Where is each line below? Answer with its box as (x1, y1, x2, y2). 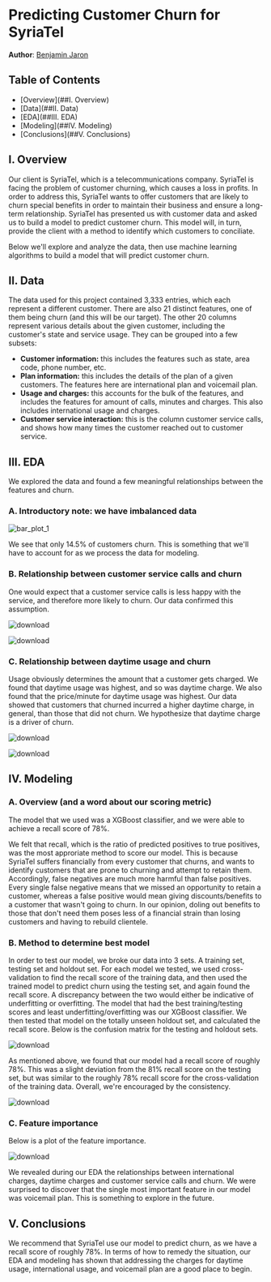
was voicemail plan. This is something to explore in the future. (8, 1194, 214, 1203)
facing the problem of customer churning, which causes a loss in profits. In (8, 182, 259, 192)
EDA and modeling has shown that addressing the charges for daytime (8, 1255, 243, 1266)
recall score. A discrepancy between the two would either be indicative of (8, 990, 255, 1000)
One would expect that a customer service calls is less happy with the (8, 586, 241, 597)
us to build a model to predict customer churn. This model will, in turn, (8, 217, 243, 227)
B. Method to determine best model (8, 937, 150, 948)
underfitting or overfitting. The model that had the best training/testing (8, 999, 243, 1009)
